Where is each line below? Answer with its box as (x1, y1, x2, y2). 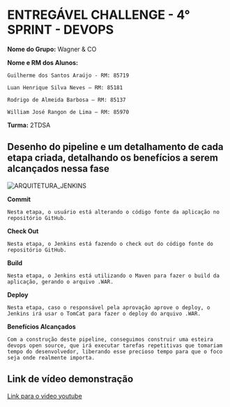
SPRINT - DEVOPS (7, 22, 114, 38)
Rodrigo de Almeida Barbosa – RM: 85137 (7, 96, 127, 103)
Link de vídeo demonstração (7, 373, 134, 385)
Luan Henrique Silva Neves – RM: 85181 (7, 84, 123, 91)
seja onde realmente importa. (7, 354, 95, 361)
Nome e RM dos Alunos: (7, 58, 79, 66)
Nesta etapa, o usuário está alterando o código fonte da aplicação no (7, 208, 220, 216)
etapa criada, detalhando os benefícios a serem (7, 152, 218, 164)
